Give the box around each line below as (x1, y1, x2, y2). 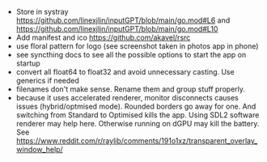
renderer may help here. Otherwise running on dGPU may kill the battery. (15, 119, 260, 128)
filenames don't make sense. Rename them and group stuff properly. (15, 84, 245, 94)
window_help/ (15, 145, 63, 154)
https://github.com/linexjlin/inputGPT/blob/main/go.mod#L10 (15, 24, 218, 33)
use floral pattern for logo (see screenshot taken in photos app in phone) (15, 41, 259, 51)
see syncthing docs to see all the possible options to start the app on (15, 50, 247, 59)
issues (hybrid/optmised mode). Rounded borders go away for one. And (15, 101, 256, 111)
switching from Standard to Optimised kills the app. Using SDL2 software (15, 110, 260, 120)
